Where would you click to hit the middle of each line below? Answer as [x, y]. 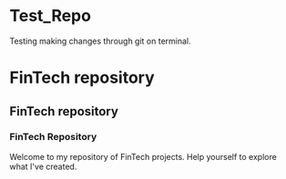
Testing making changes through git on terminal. [100, 41]
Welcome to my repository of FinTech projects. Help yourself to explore [143, 156]
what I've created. [43, 166]
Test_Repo [50, 16]
